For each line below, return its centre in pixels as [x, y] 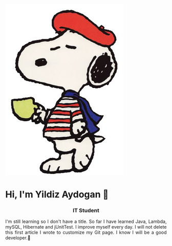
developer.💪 [18, 238]
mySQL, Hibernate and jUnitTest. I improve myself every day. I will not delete [86, 227]
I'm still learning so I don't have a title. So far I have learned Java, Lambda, [86, 221]
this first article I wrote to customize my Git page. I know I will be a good [86, 232]
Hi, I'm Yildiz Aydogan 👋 [57, 195]
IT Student [86, 211]
